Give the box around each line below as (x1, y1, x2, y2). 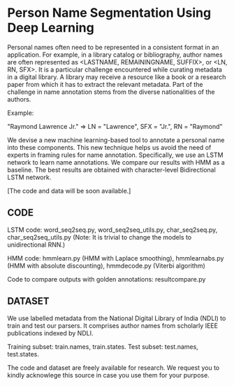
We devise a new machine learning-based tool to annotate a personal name (7, 135, 225, 144)
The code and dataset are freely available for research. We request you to (7, 363, 220, 372)
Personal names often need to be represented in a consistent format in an (7, 43, 219, 51)
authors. (7, 95, 31, 103)
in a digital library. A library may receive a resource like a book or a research (7, 72, 226, 81)
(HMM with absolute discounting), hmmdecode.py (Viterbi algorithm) (7, 261, 206, 270)
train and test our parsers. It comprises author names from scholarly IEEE (7, 321, 219, 330)
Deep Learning (7, 20, 94, 36)
